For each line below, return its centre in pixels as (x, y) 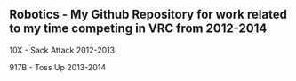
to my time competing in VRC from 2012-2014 (138, 29)
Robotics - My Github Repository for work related (148, 15)
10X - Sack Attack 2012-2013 (62, 50)
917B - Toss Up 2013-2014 (58, 67)
